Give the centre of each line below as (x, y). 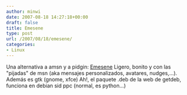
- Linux (16, 50)
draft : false (22, 22)
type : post (19, 34)
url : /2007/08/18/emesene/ (39, 39)
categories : (21, 45)
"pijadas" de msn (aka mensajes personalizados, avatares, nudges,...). (92, 73)
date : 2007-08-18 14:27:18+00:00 (47, 17)
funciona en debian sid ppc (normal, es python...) (66, 86)
